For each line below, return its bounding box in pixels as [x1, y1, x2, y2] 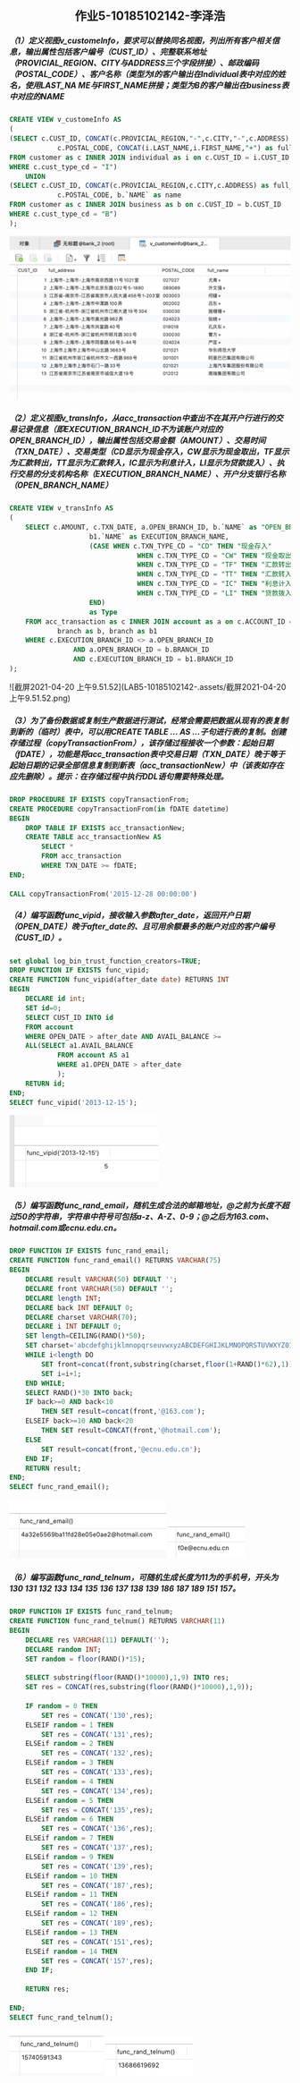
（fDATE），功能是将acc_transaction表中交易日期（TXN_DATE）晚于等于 [9, 748, 286, 759]
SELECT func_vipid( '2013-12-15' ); [9, 1098, 138, 1107]
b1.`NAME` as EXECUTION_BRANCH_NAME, [88, 531, 229, 541]
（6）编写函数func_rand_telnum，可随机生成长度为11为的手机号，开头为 [9, 1571, 279, 1582]
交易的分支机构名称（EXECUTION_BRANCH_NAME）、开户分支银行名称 [16, 468, 286, 479]
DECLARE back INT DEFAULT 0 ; [25, 1303, 134, 1313]
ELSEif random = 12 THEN [25, 1909, 118, 1918]
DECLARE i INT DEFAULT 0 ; [25, 1322, 122, 1331]
